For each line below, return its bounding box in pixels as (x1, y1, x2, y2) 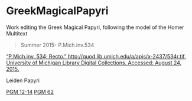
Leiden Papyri (6, 77, 40, 84)
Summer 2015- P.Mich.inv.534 (20, 41, 95, 48)
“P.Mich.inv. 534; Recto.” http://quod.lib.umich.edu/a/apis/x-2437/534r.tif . (6, 53, 186, 60)
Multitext (6, 30, 28, 37)
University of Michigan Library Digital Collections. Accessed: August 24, (6, 59, 182, 66)
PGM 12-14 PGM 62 (6, 88, 54, 95)
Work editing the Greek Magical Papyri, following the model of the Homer (6, 24, 184, 31)
